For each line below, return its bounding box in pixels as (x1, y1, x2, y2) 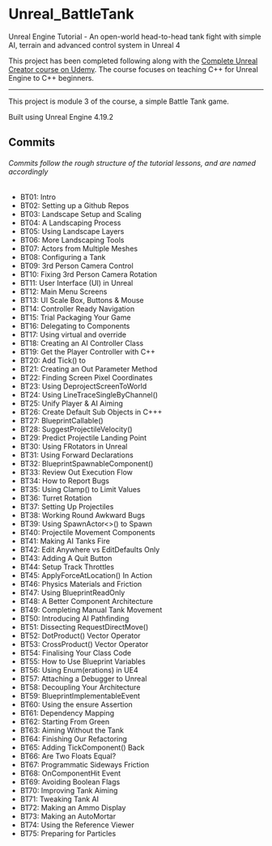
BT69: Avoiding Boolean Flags (19, 776, 121, 786)
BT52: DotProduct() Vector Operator (19, 631, 141, 640)
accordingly (8, 167, 49, 176)
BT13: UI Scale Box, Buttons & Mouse (19, 295, 144, 304)
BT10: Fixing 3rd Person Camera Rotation (19, 269, 158, 279)
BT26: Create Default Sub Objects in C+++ (19, 406, 163, 417)
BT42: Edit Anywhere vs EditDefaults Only (19, 544, 160, 555)
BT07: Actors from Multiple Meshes (19, 244, 138, 253)
